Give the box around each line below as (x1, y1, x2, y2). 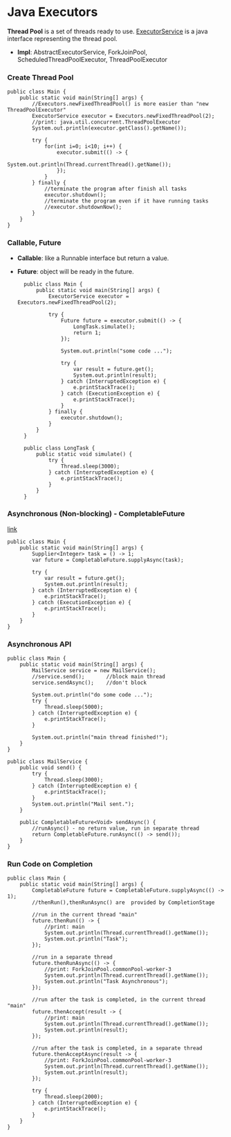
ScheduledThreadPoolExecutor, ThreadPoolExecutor (17, 55, 168, 63)
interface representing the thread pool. (7, 34, 118, 42)
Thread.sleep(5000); (44, 703, 104, 711)
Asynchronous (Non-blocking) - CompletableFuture (7, 509, 185, 519)
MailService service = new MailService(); (32, 667, 156, 674)
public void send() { (19, 764, 82, 771)
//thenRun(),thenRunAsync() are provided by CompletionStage (32, 899, 215, 906)
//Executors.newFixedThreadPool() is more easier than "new (32, 101, 209, 108)
